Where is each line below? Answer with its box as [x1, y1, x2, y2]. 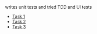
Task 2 [12, 19, 26, 24]
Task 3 [12, 24, 26, 30]
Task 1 [12, 14, 25, 19]
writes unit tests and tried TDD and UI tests [5, 4, 92, 10]
